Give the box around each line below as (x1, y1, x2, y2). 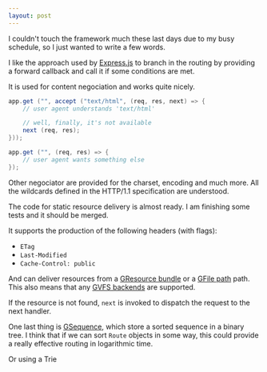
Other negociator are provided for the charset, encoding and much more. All (8, 178, 259, 187)
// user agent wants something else (22, 155, 145, 164)
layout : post (8, 11, 52, 20)
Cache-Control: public (19, 259, 96, 268)
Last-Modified (19, 251, 67, 259)
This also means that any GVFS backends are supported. (8, 282, 196, 292)
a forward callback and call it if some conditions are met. (8, 66, 195, 76)
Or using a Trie (8, 354, 58, 364)
